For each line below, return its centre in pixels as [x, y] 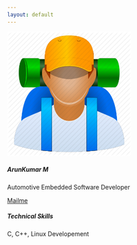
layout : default [30, 15]
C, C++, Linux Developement [48, 234]
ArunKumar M [28, 170]
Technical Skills [30, 216]
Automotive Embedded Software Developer [69, 187]
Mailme [18, 200]
